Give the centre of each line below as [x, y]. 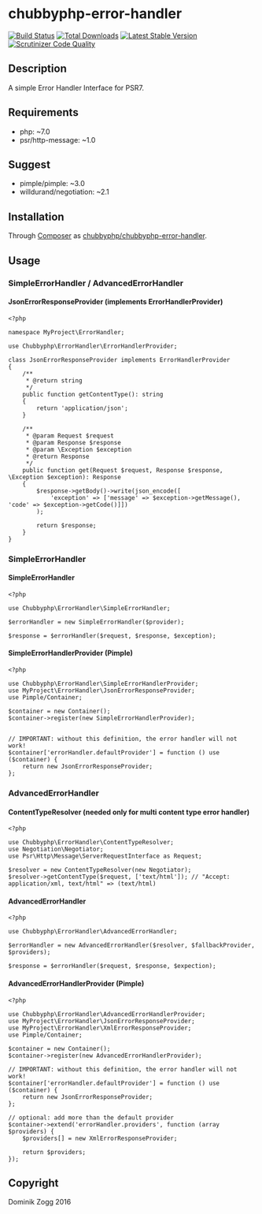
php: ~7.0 [35, 132]
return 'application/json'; [82, 408]
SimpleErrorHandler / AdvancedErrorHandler [96, 283]
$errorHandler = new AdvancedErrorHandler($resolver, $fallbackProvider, [132, 946]
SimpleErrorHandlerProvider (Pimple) [71, 653]
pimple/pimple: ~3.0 [52, 184]
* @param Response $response [74, 442]
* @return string [54, 380]
